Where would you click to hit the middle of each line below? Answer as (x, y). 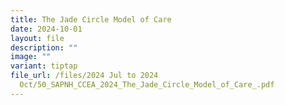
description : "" (44, 47)
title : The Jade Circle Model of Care (91, 19)
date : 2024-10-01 (46, 29)
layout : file (37, 38)
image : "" (31, 57)
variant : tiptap (44, 66)
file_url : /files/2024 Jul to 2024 (84, 76)
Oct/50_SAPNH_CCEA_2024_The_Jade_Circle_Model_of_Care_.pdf (147, 85)
